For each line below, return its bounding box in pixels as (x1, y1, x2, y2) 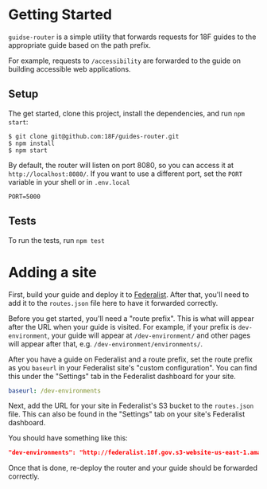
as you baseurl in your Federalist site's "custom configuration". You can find (8, 362, 257, 372)
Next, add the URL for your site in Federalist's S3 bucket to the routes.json (8, 401, 254, 411)
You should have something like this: (8, 433, 129, 443)
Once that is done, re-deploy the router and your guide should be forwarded (8, 464, 258, 473)
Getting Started (8, 6, 113, 24)
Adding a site (8, 263, 97, 281)
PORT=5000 (8, 193, 41, 201)
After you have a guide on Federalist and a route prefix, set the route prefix (8, 354, 253, 364)
